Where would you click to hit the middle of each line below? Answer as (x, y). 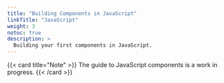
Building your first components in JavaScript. (83, 45)
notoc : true (24, 33)
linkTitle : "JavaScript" (43, 20)
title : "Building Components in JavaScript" (72, 13)
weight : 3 (21, 26)
